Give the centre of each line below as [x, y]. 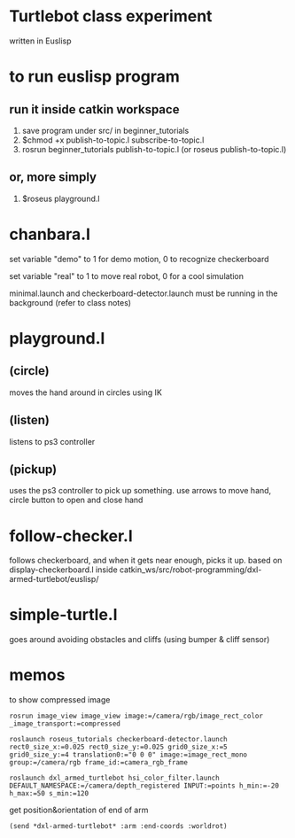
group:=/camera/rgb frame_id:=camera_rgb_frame [99, 763]
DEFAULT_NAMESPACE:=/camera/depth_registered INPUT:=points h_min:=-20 [144, 786]
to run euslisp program [94, 77]
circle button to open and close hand [76, 500]
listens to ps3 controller [52, 441]
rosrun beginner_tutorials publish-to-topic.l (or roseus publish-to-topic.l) [154, 149]
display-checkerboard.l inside [63, 570]
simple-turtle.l [63, 615]
